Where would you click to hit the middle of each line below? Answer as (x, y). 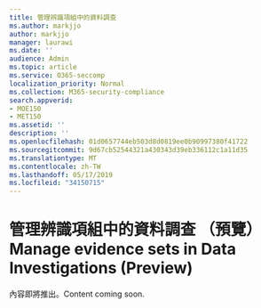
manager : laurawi (41, 42)
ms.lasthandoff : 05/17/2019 (61, 174)
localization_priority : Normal (67, 84)
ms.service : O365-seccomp (57, 76)
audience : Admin (39, 59)
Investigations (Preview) (101, 268)
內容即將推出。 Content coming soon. (77, 294)
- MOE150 (25, 109)
